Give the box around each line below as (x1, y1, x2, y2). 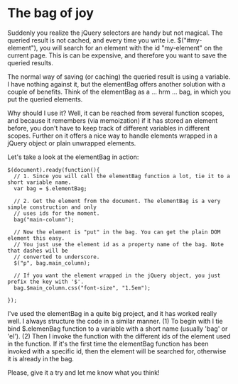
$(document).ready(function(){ (7, 166, 100, 173)
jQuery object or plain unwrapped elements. (7, 138, 136, 147)
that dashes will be (7, 247, 69, 254)
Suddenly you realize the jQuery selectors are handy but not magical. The (7, 28, 223, 37)
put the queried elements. (7, 94, 83, 104)
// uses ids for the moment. (13, 209, 100, 217)
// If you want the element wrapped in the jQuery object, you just (13, 272, 221, 279)
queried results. (7, 58, 53, 67)
